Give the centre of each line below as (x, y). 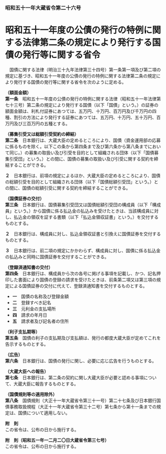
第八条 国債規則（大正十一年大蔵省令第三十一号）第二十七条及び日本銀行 (81, 400)
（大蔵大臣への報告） (27, 371)
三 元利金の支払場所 (34, 309)
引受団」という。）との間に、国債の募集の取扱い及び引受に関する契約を (82, 159)
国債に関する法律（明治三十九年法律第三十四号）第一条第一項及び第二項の (85, 69)
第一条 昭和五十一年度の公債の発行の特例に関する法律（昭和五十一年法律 (81, 99)
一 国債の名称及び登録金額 (41, 296)
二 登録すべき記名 (32, 302)
